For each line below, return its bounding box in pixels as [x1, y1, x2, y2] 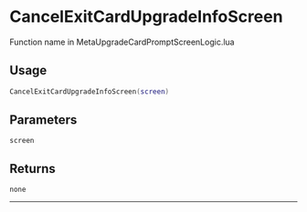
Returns [9, 161, 57, 177]
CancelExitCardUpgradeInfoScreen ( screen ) [9, 86, 170, 96]
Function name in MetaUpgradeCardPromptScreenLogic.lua [9, 36, 235, 47]
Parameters [9, 112, 78, 128]
